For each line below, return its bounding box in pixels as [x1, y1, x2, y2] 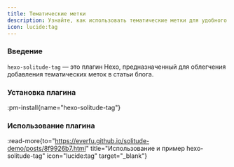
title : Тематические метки [7, 10, 86, 18]
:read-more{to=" [7, 137, 55, 145]
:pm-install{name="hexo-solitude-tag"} [7, 103, 121, 112]
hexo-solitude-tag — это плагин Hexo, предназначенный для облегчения [7, 62, 226, 71]
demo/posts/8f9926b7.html [7, 145, 86, 153]
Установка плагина [7, 87, 76, 97]
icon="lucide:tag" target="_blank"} [46, 152, 148, 160]
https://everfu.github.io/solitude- [55, 137, 150, 145]
